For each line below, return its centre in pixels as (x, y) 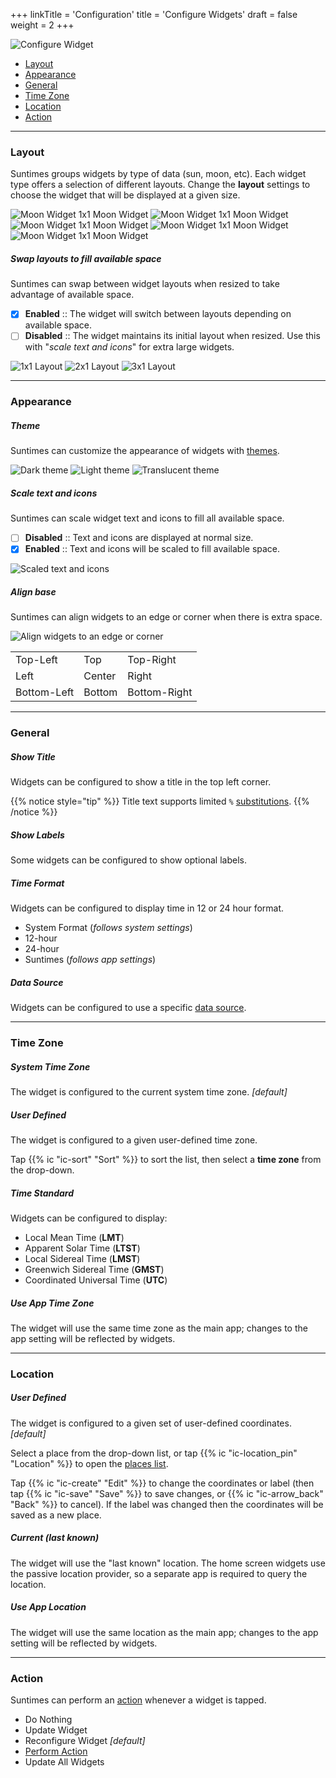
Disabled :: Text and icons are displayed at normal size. (139, 538)
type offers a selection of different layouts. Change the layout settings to (160, 185)
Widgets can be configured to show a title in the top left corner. (141, 782)
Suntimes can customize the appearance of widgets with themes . (145, 451)
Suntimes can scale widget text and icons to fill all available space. (147, 518)
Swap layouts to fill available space (86, 258)
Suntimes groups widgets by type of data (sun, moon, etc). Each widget (158, 174)
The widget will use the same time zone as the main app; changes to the (159, 1328)
